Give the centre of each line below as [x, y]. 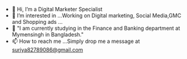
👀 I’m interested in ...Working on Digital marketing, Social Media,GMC [96, 15]
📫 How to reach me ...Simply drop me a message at [76, 41]
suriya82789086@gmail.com [47, 50]
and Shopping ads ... [37, 22]
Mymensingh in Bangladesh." [48, 35]
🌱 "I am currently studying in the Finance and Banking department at [96, 28]
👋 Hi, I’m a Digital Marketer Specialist [57, 9]
